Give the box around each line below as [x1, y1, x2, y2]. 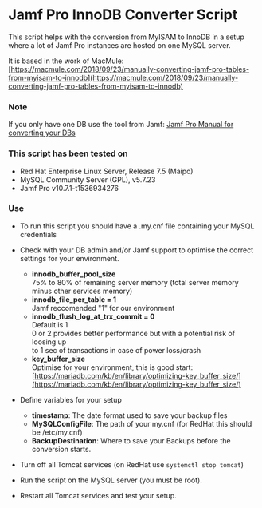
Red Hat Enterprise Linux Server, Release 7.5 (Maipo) [19, 166, 194, 176]
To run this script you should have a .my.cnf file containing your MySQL [19, 221, 255, 231]
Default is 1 [31, 319, 68, 329]
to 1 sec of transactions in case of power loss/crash [31, 345, 201, 355]
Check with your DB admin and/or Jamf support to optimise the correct [19, 245, 253, 255]
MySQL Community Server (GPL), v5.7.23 [19, 174, 156, 185]
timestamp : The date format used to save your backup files [31, 410, 228, 420]
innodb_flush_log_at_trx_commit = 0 [31, 312, 155, 321]
